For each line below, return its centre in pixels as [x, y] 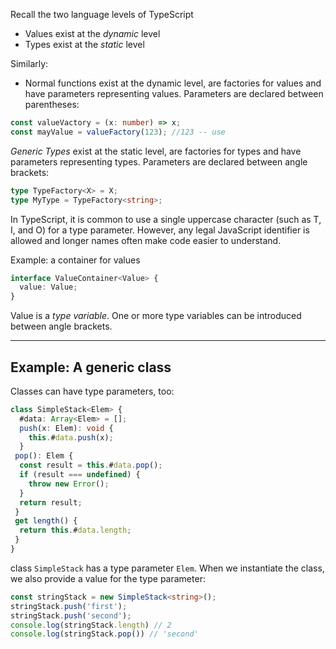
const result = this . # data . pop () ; [91, 465]
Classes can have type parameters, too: [92, 391]
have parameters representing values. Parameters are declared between [174, 93]
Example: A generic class [91, 367]
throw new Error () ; [69, 484]
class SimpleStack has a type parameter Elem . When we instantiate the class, [167, 568]
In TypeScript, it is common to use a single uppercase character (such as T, [166, 219]
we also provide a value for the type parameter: [108, 578]
